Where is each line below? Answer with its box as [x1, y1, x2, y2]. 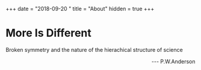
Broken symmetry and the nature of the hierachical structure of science [5, 46, 183, 53]
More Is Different [5, 27, 91, 40]
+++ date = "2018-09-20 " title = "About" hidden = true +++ [5, 5, 155, 12]
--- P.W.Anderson [151, 57, 196, 65]
